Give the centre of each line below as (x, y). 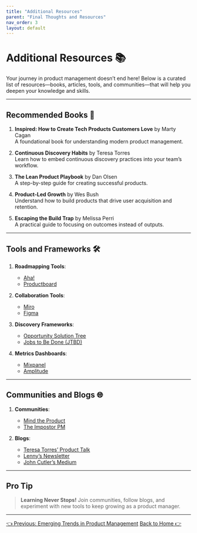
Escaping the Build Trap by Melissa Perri (64, 218)
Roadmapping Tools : (40, 266)
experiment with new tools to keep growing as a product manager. (100, 507)
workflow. (26, 165)
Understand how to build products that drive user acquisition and (93, 201)
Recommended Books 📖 (50, 115)
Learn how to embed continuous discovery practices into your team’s (98, 159)
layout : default (26, 28)
